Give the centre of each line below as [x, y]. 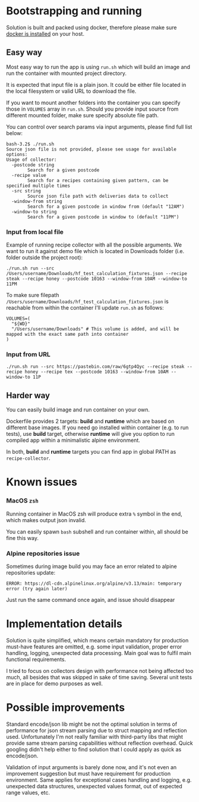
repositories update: [31, 572]
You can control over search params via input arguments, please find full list [99, 127]
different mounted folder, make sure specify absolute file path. [83, 115]
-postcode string [33, 165]
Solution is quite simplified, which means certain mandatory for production [97, 640]
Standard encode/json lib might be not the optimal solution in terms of [92, 724]
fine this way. [22, 538]
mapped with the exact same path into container [67, 335]
